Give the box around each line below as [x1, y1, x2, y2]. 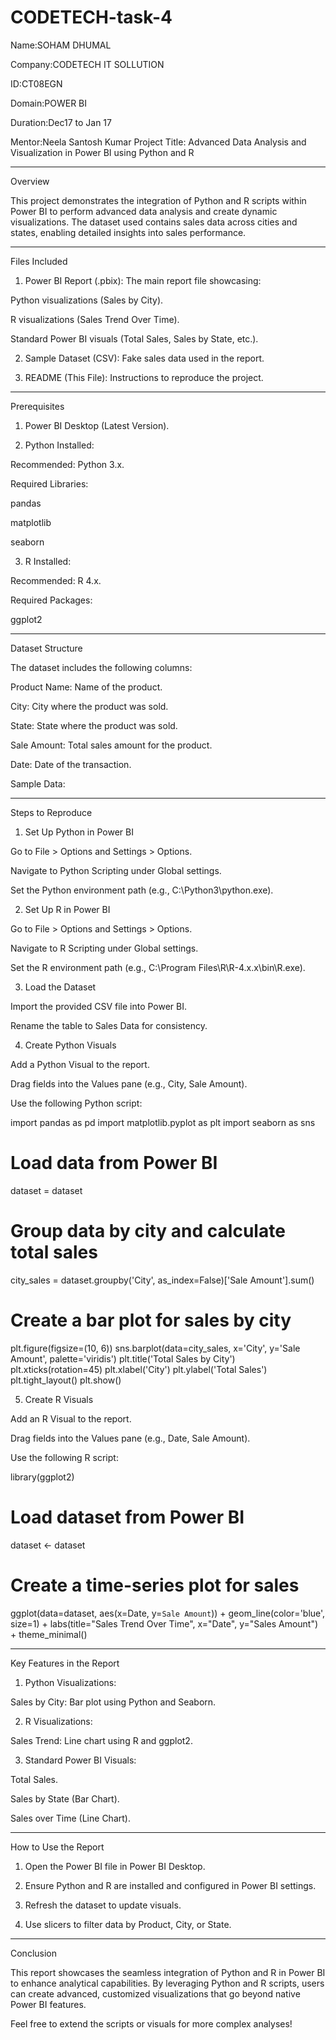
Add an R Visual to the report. [10, 1412, 132, 1425]
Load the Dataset [24, 981, 97, 993]
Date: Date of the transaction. [10, 758, 132, 770]
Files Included [10, 255, 68, 267]
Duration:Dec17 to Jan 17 [10, 116, 112, 128]
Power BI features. [10, 1998, 87, 2010]
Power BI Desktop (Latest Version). [24, 419, 170, 431]
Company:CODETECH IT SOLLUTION [10, 58, 165, 70]
